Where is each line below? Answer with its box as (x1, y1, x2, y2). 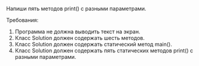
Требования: (6, 17, 39, 23)
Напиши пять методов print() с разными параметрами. (6, 5, 146, 12)
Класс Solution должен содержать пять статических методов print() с (14, 47, 193, 54)
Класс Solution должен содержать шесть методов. (14, 34, 145, 41)
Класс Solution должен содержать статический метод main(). (14, 41, 172, 48)
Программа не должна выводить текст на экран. (14, 28, 140, 35)
